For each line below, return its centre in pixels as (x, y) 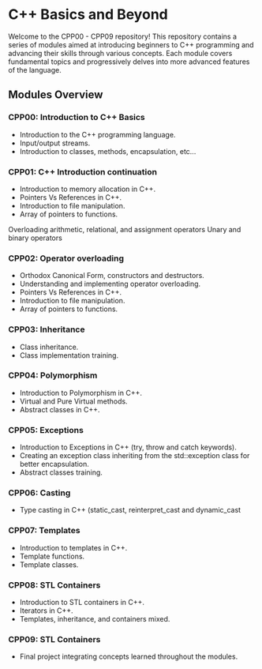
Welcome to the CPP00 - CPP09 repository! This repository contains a (123, 36)
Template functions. (52, 556)
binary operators (36, 238)
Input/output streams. (55, 143)
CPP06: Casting (39, 493)
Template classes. (49, 564)
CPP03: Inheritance (47, 329)
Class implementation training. (69, 355)
